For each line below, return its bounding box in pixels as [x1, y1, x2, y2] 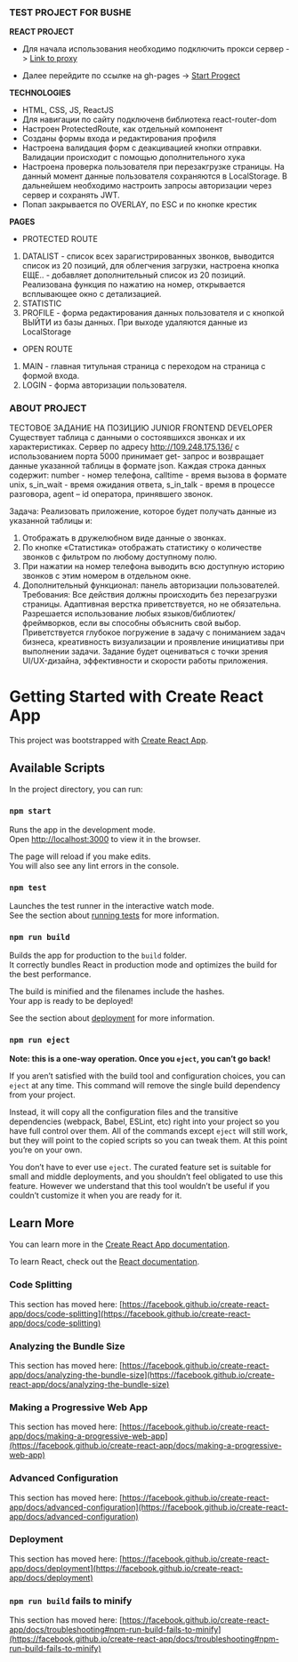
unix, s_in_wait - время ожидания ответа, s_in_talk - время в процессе [9, 478, 276, 490]
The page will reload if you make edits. [9, 851, 151, 862]
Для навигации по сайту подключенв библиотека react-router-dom [21, 114, 278, 125]
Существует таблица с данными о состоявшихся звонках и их [9, 431, 246, 442]
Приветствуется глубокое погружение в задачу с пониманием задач [21, 627, 286, 638]
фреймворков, [21, 617, 77, 628]
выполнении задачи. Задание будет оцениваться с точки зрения [21, 646, 269, 656]
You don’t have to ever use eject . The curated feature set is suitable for [9, 1161, 271, 1172]
